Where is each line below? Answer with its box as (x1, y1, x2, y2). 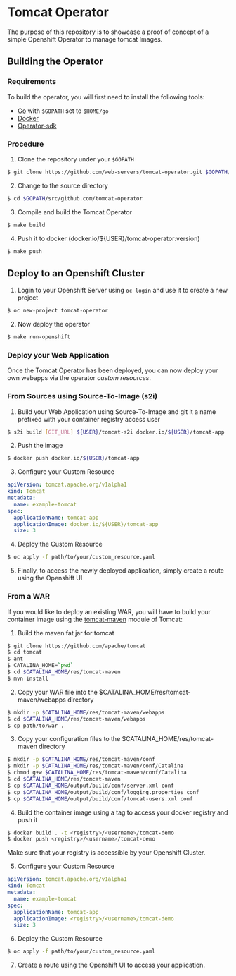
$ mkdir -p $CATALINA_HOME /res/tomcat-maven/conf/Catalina (7, 762, 184, 769)
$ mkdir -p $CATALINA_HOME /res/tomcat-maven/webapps (7, 709, 165, 716)
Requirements (7, 77, 57, 87)
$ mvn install (7, 675, 49, 682)
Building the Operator (7, 56, 104, 68)
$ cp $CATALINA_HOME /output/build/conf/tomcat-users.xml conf (7, 795, 193, 803)
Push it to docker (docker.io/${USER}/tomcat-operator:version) (17, 234, 200, 243)
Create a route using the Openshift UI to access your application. (17, 960, 206, 970)
